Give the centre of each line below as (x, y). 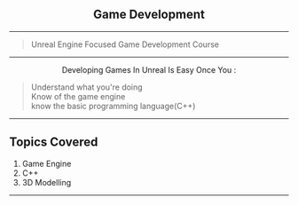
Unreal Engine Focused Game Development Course (125, 44)
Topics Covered (54, 142)
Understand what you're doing (87, 87)
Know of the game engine (78, 96)
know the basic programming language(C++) (113, 106)
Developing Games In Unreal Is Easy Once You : (149, 69)
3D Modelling (47, 182)
